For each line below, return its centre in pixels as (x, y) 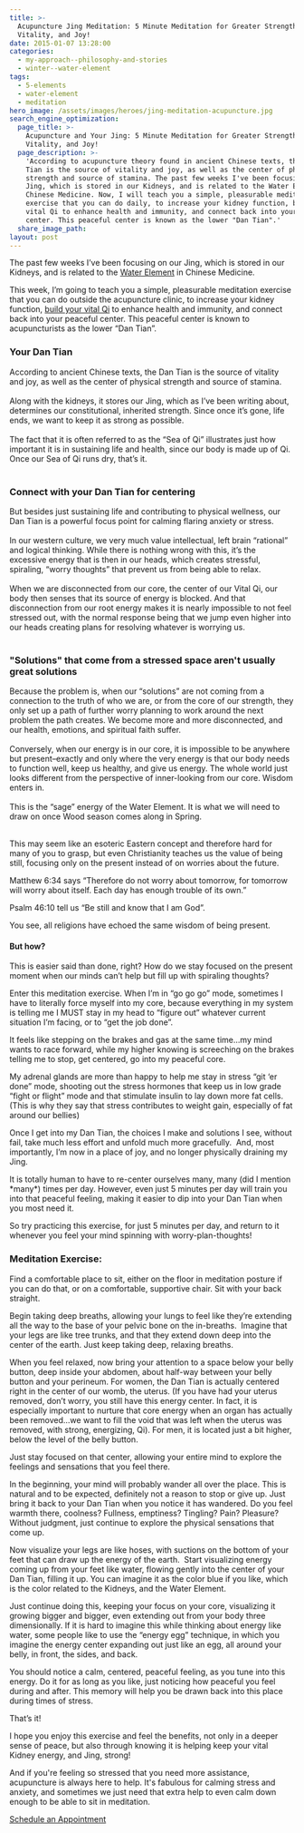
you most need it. (42, 1208)
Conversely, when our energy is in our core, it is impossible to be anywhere (150, 749)
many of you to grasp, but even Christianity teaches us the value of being (146, 853)
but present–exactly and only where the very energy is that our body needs (150, 759)
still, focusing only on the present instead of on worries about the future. (144, 863)
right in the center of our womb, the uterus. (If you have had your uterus (143, 1391)
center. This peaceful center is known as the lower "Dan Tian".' (153, 220)
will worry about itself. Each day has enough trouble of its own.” (128, 891)
